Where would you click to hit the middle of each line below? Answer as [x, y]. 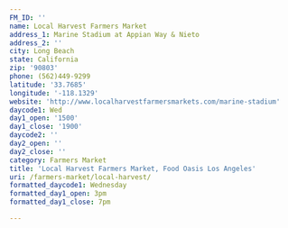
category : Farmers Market [58, 160]
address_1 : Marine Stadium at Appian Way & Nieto [105, 34]
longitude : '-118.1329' [54, 93]
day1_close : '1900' [46, 127]
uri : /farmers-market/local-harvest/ [80, 177]
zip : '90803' [34, 68]
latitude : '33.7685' [48, 85]
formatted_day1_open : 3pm [58, 194]
